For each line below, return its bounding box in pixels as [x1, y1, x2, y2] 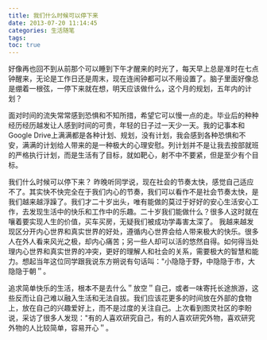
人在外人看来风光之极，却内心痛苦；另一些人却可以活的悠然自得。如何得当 [8, 237, 252, 246]
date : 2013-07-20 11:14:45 [8, 19, 98, 27]
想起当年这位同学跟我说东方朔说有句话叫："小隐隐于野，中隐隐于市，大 [21, 257, 256, 266]
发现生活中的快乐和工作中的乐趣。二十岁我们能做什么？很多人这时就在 [29, 207, 259, 217]
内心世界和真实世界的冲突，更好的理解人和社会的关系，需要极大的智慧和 [14, 247, 252, 257]
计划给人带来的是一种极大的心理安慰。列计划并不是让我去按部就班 [42, 141, 259, 150]
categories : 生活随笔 [8, 26, 75, 34]
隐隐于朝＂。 [8, 267, 50, 276]
